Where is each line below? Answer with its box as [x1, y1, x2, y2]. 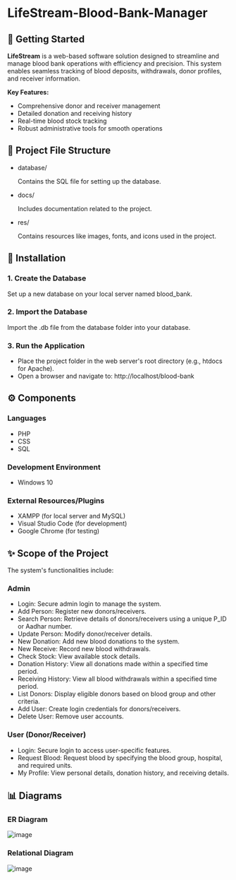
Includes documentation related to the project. [17, 204, 153, 213]
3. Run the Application [7, 340, 85, 350]
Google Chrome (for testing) [17, 527, 100, 535]
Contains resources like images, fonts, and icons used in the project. [17, 232, 217, 240]
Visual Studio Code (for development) [17, 519, 128, 528]
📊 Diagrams [7, 790, 62, 802]
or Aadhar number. [17, 622, 73, 631]
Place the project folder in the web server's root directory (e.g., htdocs [17, 357, 223, 365]
